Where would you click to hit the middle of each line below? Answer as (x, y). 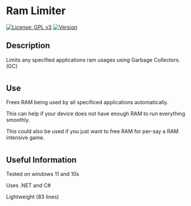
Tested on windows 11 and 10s (43, 174)
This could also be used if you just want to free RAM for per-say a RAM (92, 131)
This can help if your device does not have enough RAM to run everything (96, 114)
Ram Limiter (36, 11)
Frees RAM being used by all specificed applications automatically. (87, 102)
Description (28, 46)
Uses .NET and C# (29, 185)
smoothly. (18, 120)
